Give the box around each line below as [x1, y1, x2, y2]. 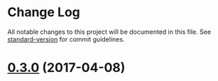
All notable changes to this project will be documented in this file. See [7, 27, 212, 36]
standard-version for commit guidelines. [7, 35, 125, 43]
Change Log [7, 4, 80, 20]
